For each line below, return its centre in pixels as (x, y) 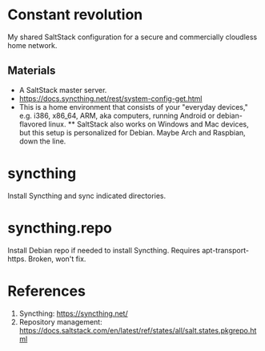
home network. (32, 45)
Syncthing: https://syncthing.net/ (74, 313)
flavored (33, 124)
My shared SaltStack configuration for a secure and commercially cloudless (132, 37)
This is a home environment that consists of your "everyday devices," (134, 107)
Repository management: (60, 321)
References (46, 291)
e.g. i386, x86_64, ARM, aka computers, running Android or (117, 115)
